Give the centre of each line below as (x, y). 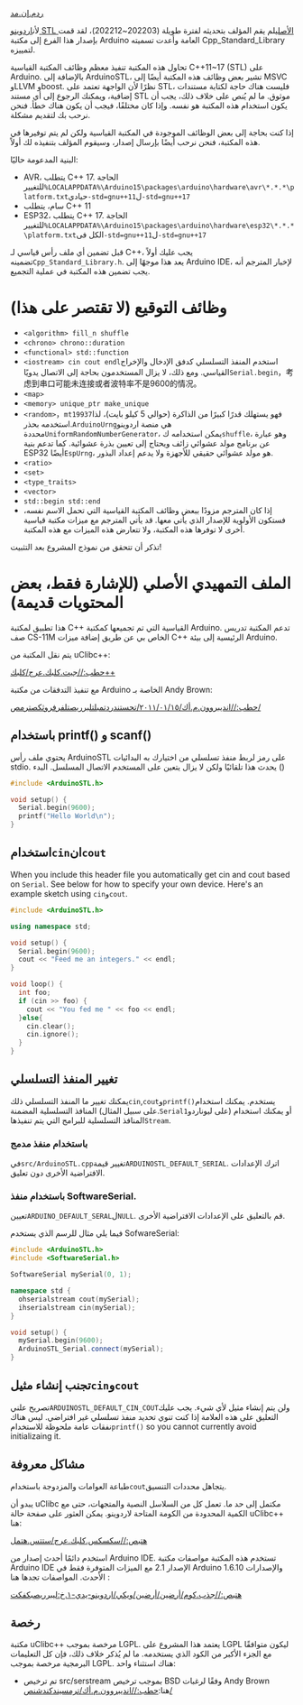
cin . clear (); (51, 1026)
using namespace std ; (51, 926)
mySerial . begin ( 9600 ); (61, 1341)
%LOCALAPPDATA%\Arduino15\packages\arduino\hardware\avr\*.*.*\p (169, 188)
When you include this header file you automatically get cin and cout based (150, 874)
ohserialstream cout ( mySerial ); (79, 1299)
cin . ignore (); (53, 1035)
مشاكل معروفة (47, 1465)
